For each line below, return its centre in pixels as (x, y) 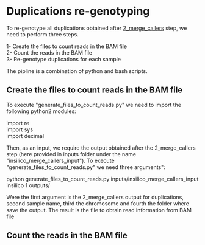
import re (18, 123)
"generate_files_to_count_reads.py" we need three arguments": (86, 167)
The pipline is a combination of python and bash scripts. (77, 71)
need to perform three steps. (43, 34)
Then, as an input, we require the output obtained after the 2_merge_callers (101, 148)
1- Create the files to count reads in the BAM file (67, 46)
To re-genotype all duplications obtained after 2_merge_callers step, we (97, 28)
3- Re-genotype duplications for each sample (63, 59)
